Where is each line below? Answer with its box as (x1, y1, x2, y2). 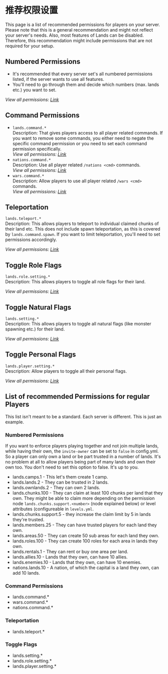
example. (5, 419, 24, 425)
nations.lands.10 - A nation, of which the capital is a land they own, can (12, 565, 159, 571)
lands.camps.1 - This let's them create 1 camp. (12, 474, 108, 480)
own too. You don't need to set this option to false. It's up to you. (5, 464, 139, 470)
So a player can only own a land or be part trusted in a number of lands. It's (5, 453, 161, 460)
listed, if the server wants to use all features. (12, 76, 104, 82)
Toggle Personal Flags (5, 350, 76, 359)
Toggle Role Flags (5, 261, 62, 269)
